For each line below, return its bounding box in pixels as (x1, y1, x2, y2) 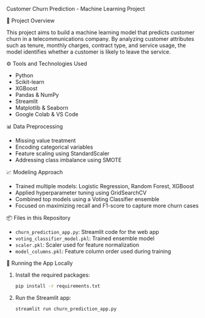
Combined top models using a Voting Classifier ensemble (15, 196, 160, 203)
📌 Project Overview (6, 17, 55, 24)
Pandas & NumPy (15, 91, 59, 98)
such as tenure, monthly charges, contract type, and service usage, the (6, 42, 186, 49)
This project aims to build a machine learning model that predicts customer (6, 29, 195, 36)
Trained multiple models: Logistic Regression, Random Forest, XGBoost (15, 183, 194, 189)
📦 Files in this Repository (6, 214, 71, 221)
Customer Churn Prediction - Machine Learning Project (6, 5, 145, 12)
